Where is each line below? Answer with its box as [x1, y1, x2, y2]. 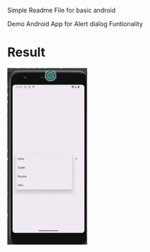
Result [7, 44, 46, 61]
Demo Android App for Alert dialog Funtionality [7, 20, 143, 28]
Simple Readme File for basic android [7, 6, 116, 14]
